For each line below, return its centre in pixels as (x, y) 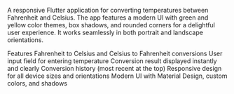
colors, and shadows (37, 83)
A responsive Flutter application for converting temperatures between (108, 10)
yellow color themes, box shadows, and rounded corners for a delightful (111, 25)
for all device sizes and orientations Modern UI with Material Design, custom (117, 76)
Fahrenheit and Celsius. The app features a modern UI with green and (108, 18)
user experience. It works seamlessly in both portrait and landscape (105, 32)
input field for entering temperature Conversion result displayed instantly (112, 61)
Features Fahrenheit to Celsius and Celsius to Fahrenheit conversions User (115, 53)
